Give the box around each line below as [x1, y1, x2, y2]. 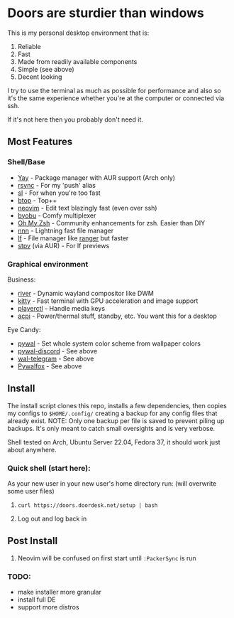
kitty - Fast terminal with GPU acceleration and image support [17, 297, 199, 305]
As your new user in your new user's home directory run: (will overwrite [7, 479, 217, 488]
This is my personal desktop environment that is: [7, 28, 150, 37]
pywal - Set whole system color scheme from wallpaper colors [17, 339, 201, 348]
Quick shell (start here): [7, 463, 91, 473]
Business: [7, 275, 36, 284]
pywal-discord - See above [17, 346, 98, 355]
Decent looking [17, 73, 62, 81]
